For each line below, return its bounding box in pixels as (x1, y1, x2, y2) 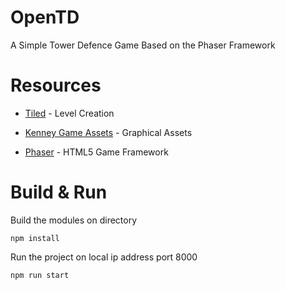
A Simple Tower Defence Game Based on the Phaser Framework (10, 39, 276, 51)
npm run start (10, 270, 70, 280)
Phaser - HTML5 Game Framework (24, 146, 169, 158)
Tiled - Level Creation (24, 107, 115, 119)
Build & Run (10, 181, 108, 204)
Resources (10, 74, 102, 97)
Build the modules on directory (10, 214, 138, 226)
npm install (10, 233, 60, 243)
